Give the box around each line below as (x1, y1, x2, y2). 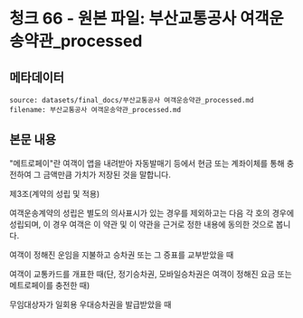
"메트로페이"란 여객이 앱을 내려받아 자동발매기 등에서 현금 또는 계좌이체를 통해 (9, 157, 285, 168)
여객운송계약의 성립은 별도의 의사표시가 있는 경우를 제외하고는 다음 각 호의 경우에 (9, 207, 295, 218)
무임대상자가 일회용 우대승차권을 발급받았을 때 (9, 299, 172, 310)
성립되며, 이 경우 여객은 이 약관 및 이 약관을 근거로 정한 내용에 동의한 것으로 (9, 219, 274, 229)
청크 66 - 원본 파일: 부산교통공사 (9, 8, 237, 29)
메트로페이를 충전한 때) (9, 279, 90, 290)
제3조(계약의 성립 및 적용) (9, 188, 100, 199)
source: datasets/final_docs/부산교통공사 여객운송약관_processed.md (9, 96, 254, 105)
